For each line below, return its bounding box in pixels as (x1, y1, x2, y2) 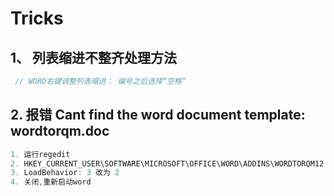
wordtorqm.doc (10, 123, 110, 140)
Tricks (10, 7, 64, 30)
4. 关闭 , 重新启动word (10, 177, 92, 187)
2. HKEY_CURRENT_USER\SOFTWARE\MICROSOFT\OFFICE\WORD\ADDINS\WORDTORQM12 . (10, 158, 329, 169)
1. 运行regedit (10, 149, 71, 159)
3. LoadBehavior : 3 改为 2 (10, 168, 120, 178)
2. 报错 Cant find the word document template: (10, 107, 306, 124)
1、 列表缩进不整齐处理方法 (10, 49, 178, 66)
